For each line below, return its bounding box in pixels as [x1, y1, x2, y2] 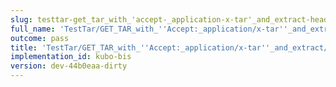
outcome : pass [10, 33, 70, 43]
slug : [10, 14, 33, 25]
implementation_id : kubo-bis [10, 52, 132, 62]
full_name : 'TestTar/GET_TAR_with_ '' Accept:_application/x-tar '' [10, 24, 288, 34]
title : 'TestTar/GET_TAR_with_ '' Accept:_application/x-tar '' [10, 42, 271, 53]
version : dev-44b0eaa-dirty [10, 61, 128, 71]
